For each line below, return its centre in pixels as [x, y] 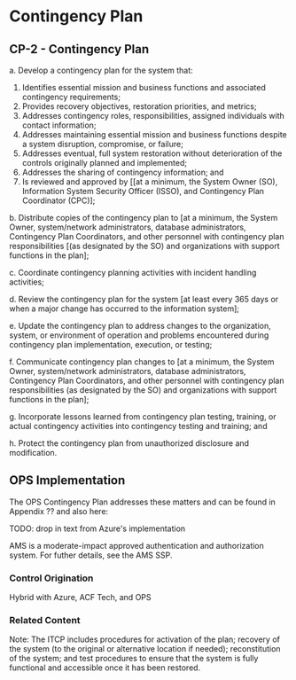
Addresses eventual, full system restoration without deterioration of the [152, 153]
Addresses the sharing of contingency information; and [123, 172]
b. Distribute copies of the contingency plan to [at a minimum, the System [144, 218]
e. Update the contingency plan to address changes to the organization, [140, 326]
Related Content [45, 621]
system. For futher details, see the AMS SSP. [91, 555]
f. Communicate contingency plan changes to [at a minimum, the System [142, 362]
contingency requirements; [71, 97]
